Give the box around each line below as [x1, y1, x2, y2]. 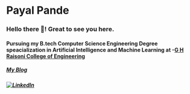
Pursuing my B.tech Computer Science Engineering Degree [6, 40, 158, 47]
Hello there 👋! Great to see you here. [6, 25, 115, 34]
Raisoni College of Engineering [6, 52, 86, 60]
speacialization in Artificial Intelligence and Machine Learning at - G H [6, 46, 184, 53]
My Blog [6, 66, 28, 74]
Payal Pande [6, 4, 69, 17]
